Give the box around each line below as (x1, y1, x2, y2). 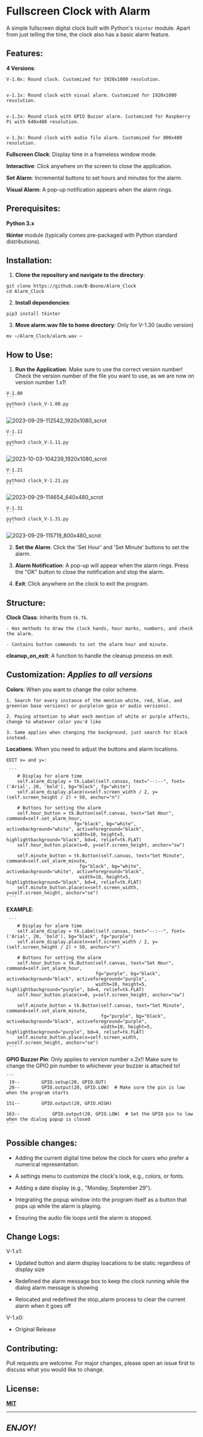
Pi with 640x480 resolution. (6, 118, 80, 125)
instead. (6, 734, 28, 741)
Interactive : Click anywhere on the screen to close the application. (6, 162, 172, 169)
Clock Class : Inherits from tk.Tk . (6, 614, 89, 621)
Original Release (14, 1326, 56, 1333)
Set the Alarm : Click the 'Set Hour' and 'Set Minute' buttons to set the (14, 544, 189, 551)
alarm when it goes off (14, 1302, 71, 1310)
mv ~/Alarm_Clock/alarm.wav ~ (6, 333, 83, 339)
